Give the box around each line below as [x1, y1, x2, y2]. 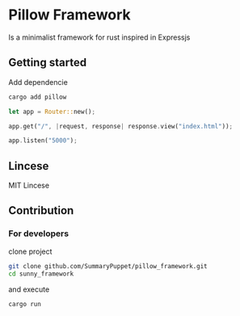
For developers [8, 228, 69, 239]
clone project [8, 246, 53, 256]
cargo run [8, 300, 42, 308]
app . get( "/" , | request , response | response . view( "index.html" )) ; [8, 122, 234, 130]
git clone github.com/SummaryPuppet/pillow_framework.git [8, 262, 208, 270]
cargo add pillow [8, 93, 67, 101]
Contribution [8, 204, 74, 217]
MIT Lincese [8, 180, 50, 191]
